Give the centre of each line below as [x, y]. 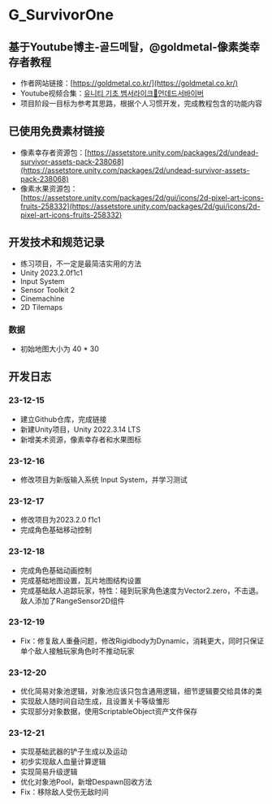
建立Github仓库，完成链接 [63, 419]
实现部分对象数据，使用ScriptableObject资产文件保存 [109, 712]
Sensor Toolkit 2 [47, 290]
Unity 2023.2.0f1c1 [51, 273]
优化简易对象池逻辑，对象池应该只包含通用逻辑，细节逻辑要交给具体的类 [141, 691]
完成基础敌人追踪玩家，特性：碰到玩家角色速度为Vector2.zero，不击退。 [141, 591]
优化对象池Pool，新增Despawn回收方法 [86, 782]
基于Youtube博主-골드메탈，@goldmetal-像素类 [129, 47]
